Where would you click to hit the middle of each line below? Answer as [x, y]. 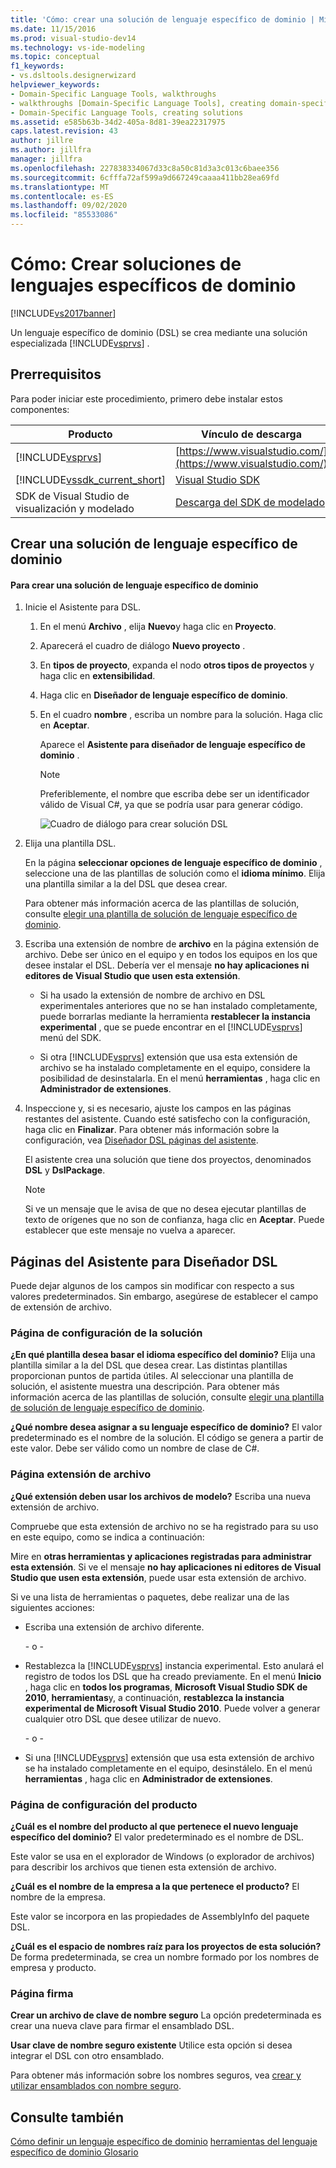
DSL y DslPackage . [65, 1170]
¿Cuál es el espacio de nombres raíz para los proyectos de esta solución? [166, 1947]
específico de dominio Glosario [74, 2152]
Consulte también [67, 2117]
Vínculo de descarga [251, 434]
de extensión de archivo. [61, 1307]
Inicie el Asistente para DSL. [83, 607]
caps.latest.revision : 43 [64, 131]
